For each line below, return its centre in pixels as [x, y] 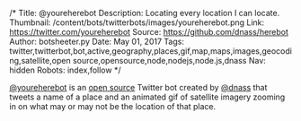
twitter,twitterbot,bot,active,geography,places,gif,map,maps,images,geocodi [150, 51]
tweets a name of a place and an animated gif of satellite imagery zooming [147, 97]
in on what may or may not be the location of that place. [113, 106]
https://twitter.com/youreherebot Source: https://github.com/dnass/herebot [149, 32]
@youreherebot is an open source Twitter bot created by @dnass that [138, 87]
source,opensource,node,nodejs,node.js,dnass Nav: [169, 60]
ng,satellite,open [40, 60]
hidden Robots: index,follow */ [65, 70]
